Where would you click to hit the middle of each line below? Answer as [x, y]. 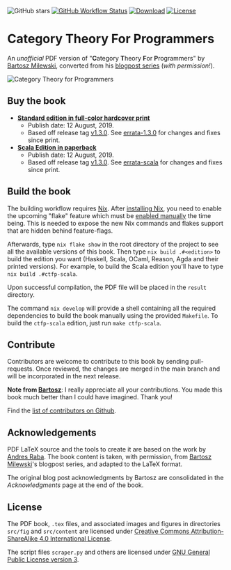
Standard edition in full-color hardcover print [83, 118]
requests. [21, 369]
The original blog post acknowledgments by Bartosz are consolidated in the [115, 478]
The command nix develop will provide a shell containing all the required [112, 308]
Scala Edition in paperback [57, 147]
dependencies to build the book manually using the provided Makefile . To [113, 315]
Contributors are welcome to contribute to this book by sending [98, 362]
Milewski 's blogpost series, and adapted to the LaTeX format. [95, 464]
